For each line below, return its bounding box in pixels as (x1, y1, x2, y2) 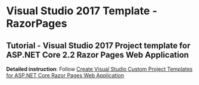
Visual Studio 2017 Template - (6, 4, 158, 18)
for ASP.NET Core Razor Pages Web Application (6, 72, 124, 78)
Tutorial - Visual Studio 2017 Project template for (6, 40, 191, 51)
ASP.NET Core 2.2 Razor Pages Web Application (6, 49, 189, 60)
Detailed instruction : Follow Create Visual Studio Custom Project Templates (6, 65, 193, 73)
